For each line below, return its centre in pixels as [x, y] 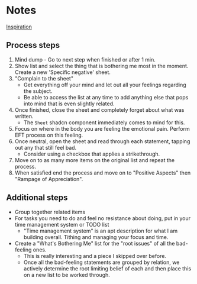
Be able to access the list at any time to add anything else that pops [106, 97]
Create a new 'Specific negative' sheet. [63, 72]
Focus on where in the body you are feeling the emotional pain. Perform [102, 128]
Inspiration [19, 27]
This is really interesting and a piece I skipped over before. [95, 256]
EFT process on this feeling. [49, 135]
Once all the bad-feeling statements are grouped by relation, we [101, 262]
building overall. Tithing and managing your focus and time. [96, 237]
